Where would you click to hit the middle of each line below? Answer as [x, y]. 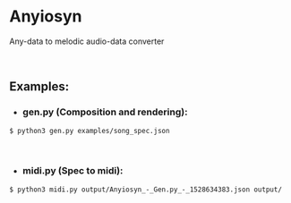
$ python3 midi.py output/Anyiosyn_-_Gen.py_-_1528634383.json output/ [145, 190]
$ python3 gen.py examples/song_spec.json [90, 131]
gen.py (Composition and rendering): [105, 112]
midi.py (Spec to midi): [73, 171]
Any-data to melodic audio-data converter [87, 41]
